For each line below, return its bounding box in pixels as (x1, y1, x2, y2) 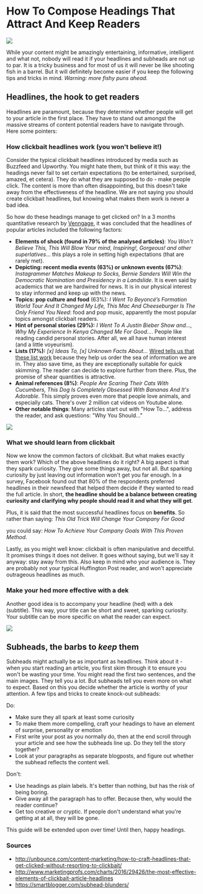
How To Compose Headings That (6, 4, 176, 18)
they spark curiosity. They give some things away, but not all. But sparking (6, 465, 192, 472)
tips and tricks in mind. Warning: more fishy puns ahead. (6, 74, 148, 81)
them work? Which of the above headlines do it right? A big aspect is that (6, 459, 189, 466)
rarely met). (15, 257, 44, 264)
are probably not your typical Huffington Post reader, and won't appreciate (6, 565, 193, 572)
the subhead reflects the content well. (15, 759, 110, 766)
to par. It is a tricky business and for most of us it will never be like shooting (6, 61, 195, 69)
